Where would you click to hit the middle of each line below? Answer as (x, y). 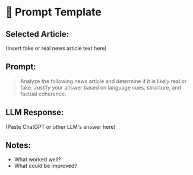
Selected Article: (37, 34)
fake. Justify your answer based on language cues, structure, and (101, 87)
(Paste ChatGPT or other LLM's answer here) (61, 126)
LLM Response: (35, 112)
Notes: (18, 146)
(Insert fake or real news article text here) (56, 48)
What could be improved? (46, 166)
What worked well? (37, 160)
